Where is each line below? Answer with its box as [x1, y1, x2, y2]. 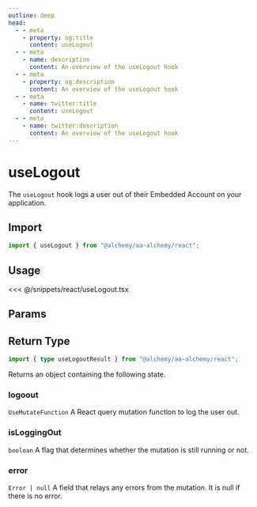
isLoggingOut [8, 427, 62, 438]
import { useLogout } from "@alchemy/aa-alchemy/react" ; [8, 242, 200, 250]
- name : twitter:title [22, 100, 97, 108]
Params [8, 308, 47, 321]
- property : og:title [22, 33, 93, 42]
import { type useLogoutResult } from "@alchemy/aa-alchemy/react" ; [8, 355, 239, 364]
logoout [8, 389, 40, 400]
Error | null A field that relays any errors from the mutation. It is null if [8, 483, 240, 493]
